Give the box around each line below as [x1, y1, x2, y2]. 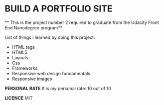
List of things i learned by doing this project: [4, 34, 95, 40]
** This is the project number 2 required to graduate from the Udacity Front [4, 19, 159, 25]
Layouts [11, 54, 28, 60]
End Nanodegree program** [4, 24, 63, 30]
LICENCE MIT [4, 95, 33, 101]
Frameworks [11, 65, 38, 71]
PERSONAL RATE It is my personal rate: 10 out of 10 [4, 85, 111, 91]
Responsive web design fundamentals [11, 70, 91, 76]
